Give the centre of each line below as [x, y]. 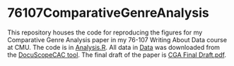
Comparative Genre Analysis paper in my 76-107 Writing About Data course [117, 39]
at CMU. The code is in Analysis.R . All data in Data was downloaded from [114, 47]
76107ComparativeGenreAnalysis [109, 13]
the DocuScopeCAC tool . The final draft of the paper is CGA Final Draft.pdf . [117, 55]
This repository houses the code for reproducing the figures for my [105, 32]
